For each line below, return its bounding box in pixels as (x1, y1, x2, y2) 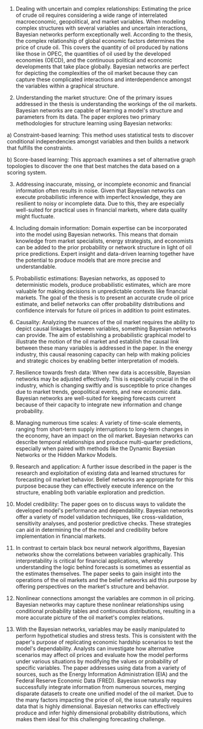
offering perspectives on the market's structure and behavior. (15, 583, 169, 590)
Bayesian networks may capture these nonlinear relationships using (15, 601, 184, 608)
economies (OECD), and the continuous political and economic (15, 57, 173, 64)
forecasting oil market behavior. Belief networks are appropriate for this (15, 476, 194, 483)
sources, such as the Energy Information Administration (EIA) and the (15, 671, 188, 678)
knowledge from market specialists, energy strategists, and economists (15, 237, 194, 244)
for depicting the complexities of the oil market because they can (15, 70, 178, 76)
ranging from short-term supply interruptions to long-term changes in (15, 426, 189, 433)
